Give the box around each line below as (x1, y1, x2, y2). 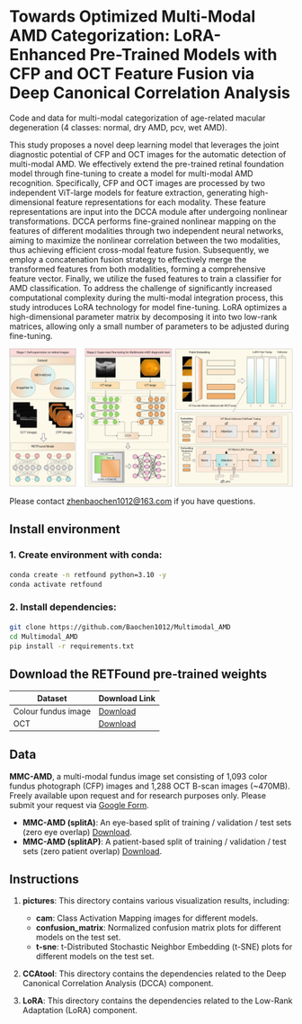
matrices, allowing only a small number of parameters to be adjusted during (9, 321, 289, 332)
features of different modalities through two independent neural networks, (9, 225, 284, 236)
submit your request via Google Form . (9, 799, 150, 810)
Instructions (9, 871, 79, 886)
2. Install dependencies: (9, 601, 117, 613)
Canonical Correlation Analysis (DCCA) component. (22, 978, 214, 989)
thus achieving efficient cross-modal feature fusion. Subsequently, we (9, 245, 270, 255)
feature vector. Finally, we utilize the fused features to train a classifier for (9, 272, 282, 284)
